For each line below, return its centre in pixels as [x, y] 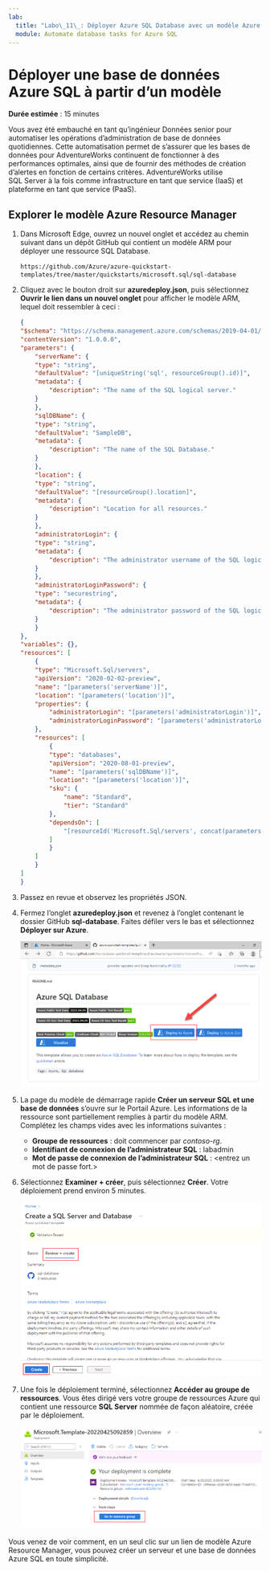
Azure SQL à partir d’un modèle [115, 92]
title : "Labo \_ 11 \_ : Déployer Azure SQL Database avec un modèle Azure [138, 25]
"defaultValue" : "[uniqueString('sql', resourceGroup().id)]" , [143, 374]
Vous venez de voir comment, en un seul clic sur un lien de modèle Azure [130, 1542]
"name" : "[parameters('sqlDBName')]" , [114, 771]
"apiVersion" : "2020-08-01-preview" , [112, 763]
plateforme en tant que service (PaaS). [72, 190]
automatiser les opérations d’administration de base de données [115, 138]
